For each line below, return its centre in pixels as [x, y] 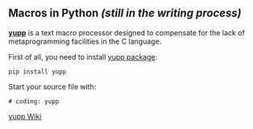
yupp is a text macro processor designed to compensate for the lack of [127, 32]
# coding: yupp [34, 101]
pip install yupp [37, 72]
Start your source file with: [52, 86]
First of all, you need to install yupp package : [83, 56]
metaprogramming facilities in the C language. [85, 41]
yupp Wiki [25, 116]
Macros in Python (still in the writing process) [125, 13]
